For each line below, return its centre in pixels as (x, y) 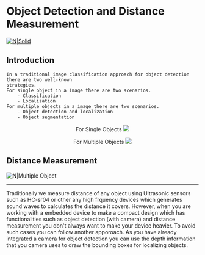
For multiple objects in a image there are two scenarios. (83, 106)
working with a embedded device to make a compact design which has (96, 212)
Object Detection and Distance (85, 11)
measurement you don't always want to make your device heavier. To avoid (101, 225)
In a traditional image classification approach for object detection (98, 74)
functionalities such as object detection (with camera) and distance (91, 219)
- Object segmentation (46, 117)
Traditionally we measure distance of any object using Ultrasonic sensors (99, 193)
